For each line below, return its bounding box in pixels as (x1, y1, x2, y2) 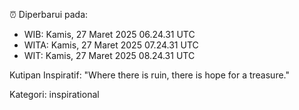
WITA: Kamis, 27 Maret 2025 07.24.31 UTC (23, 39, 199, 51)
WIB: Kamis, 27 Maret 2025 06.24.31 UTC (23, 29, 196, 40)
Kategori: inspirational (9, 89, 100, 100)
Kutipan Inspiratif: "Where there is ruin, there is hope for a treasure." (9, 69, 290, 81)
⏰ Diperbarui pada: (9, 9, 89, 20)
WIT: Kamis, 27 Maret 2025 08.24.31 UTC (23, 50, 196, 61)
